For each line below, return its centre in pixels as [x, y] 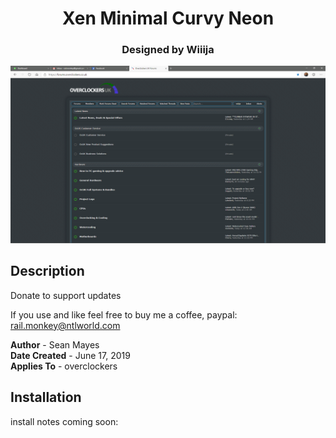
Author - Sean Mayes [55, 344]
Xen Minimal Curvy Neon [168, 18]
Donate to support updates [66, 295]
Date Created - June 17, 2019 [70, 355]
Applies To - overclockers [64, 366]
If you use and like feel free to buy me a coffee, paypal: [124, 314]
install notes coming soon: [64, 421]
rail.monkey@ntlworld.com [65, 325]
